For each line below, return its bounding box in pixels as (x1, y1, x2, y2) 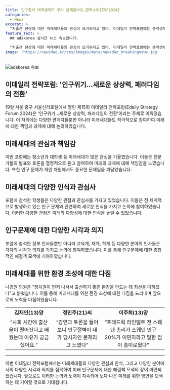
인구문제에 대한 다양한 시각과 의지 (5, 226, 104, 235)
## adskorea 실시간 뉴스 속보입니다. (10, 36, 79, 41)
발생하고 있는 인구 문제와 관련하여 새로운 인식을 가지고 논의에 (14, 204, 135, 210)
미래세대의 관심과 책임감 (5, 139, 76, 148)
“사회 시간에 (10, 319, 37, 326)
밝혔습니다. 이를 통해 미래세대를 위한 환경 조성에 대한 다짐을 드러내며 (17, 290, 152, 296)
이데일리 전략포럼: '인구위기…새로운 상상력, (5, 81, 134, 89)
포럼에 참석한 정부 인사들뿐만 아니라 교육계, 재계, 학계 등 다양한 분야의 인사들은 (5, 240, 160, 246)
